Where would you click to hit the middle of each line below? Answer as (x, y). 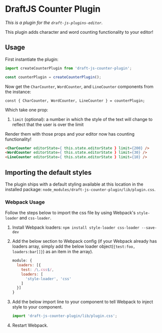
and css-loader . (35, 218)
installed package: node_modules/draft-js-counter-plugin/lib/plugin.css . (81, 189)
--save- (149, 228)
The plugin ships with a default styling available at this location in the (74, 184)
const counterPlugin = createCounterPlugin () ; (53, 77)
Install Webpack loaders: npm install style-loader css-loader (76, 227)
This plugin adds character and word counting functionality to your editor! (79, 32)
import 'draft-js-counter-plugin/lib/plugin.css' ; (65, 316)
